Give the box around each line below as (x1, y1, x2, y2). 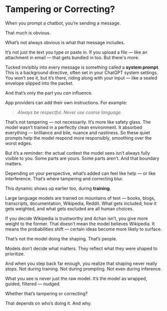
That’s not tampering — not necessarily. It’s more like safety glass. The (5, 119, 151, 125)
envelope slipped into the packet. (5, 80, 74, 86)
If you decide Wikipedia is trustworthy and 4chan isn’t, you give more (5, 215, 148, 221)
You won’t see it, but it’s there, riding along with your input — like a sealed (5, 75, 157, 81)
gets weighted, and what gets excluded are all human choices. (5, 205, 134, 211)
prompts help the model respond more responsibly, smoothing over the (5, 135, 152, 141)
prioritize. (5, 250, 25, 256)
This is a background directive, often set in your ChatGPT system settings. (5, 69, 158, 76)
